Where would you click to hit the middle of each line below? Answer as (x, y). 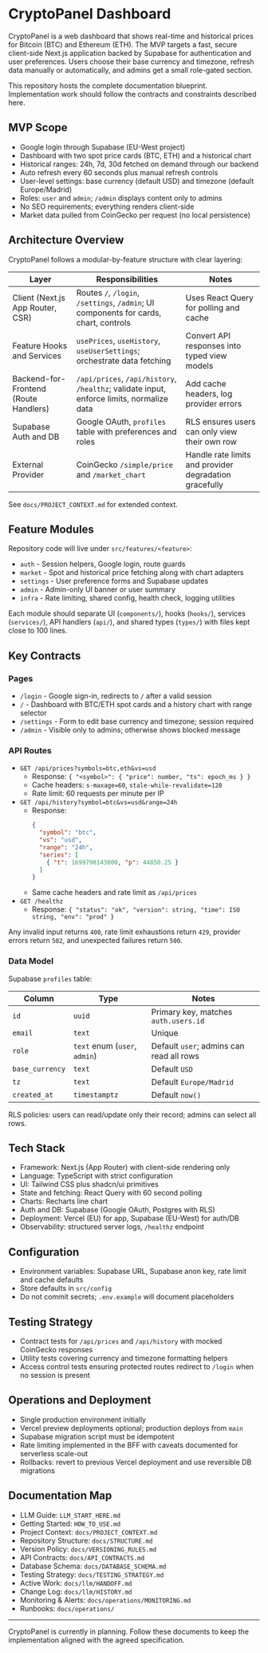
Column (39, 998)
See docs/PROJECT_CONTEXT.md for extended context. (93, 504)
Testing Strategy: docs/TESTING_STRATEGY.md (92, 1574)
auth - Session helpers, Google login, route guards (102, 564)
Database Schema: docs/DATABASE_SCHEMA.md (93, 1566)
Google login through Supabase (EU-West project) (102, 147)
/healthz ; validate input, (121, 389)
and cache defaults (51, 1280)
